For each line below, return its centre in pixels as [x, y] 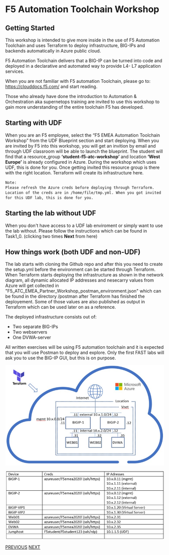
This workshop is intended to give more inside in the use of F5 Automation [82, 40]
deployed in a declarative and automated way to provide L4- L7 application [83, 66]
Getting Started [30, 28]
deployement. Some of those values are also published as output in [75, 302]
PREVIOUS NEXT [23, 547]
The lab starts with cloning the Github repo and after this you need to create [84, 264]
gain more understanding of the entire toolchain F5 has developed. [75, 107]
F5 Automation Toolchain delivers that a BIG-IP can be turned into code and [84, 61]
